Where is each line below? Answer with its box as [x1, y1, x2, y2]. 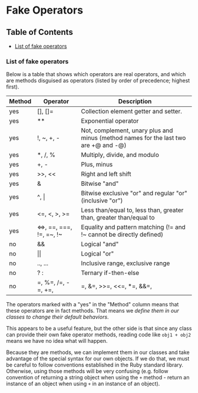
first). [6, 83, 19, 90]
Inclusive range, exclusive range [81, 259, 170, 267]
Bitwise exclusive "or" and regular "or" [81, 189, 187, 198]
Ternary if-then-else [81, 269, 140, 277]
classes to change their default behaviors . [6, 313, 109, 320]
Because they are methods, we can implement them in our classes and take [6, 349, 190, 356]
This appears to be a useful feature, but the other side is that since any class [6, 325, 192, 332]
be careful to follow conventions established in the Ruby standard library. [6, 361, 184, 369]
